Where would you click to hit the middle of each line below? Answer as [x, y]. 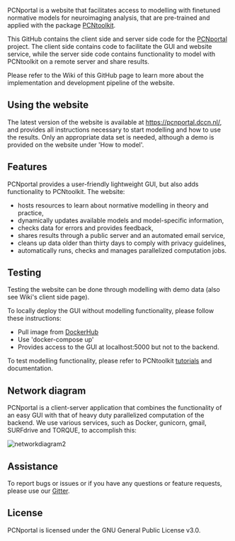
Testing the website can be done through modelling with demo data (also [114, 290]
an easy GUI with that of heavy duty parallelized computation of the [106, 415]
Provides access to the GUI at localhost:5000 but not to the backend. [118, 347]
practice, [30, 212]
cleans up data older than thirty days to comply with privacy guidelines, [122, 243]
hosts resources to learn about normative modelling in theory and [113, 205]
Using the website [48, 105]
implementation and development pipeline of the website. [91, 83]
